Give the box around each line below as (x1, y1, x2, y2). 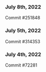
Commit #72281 (5, 62, 38, 68)
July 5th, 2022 (5, 27, 41, 34)
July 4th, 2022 (5, 51, 42, 58)
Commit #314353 (5, 38, 41, 44)
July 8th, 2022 (5, 3, 41, 10)
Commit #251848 (5, 15, 41, 21)
